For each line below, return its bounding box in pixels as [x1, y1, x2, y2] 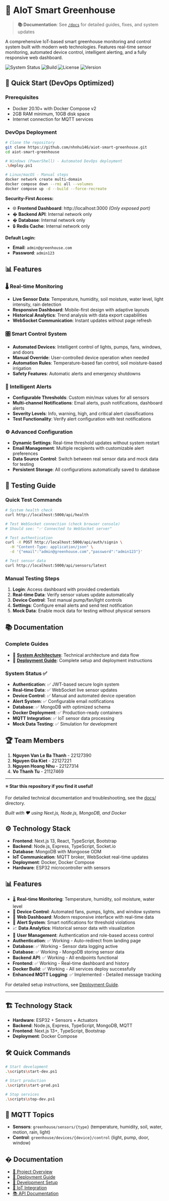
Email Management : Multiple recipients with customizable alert [12, 445, 144, 451]
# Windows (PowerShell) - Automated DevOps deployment [5, 158, 123, 164]
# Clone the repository [5, 140, 55, 145]
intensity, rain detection [12, 301, 61, 307]
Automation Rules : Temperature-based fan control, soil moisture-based [12, 360, 162, 366]
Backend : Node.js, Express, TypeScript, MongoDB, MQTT [12, 1022, 133, 1028]
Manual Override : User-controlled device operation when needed [12, 354, 149, 360]
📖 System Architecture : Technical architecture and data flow [12, 652, 139, 658]
